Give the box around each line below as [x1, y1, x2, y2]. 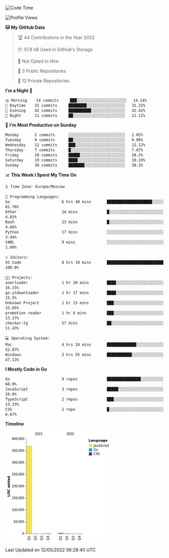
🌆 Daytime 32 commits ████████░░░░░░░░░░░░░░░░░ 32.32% [5, 103, 145, 108]
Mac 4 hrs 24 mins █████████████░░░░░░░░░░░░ [5, 342, 164, 347]
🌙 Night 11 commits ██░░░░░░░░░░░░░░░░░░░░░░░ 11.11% [5, 113, 145, 118]
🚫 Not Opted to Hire [17, 58, 59, 64]
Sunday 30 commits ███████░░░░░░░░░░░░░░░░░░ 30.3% [5, 163, 143, 168]
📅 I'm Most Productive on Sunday [5, 122, 77, 128]
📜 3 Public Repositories [17, 68, 66, 74]
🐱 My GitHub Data [5, 24, 45, 30]
